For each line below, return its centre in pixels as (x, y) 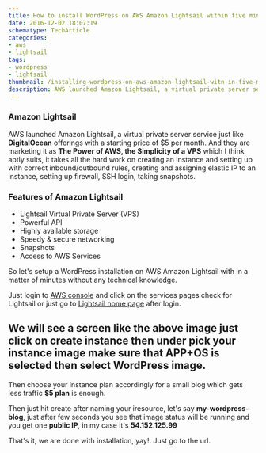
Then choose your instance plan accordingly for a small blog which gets (126, 384)
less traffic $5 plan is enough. (57, 393)
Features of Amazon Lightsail (66, 196)
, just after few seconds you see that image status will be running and (136, 417)
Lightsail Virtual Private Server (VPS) (80, 214)
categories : (28, 38)
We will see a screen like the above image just (123, 328)
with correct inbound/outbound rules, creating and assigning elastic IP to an (132, 168)
